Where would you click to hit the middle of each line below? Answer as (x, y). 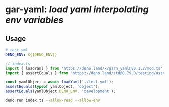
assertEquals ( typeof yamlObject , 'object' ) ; (53, 87)
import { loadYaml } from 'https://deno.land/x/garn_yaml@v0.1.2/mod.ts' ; (85, 68)
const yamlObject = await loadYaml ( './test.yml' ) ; (59, 82)
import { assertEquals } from (37, 73)
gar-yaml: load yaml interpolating (77, 9)
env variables (34, 20)
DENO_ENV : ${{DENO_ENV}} (31, 55)
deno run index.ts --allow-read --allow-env (53, 100)
